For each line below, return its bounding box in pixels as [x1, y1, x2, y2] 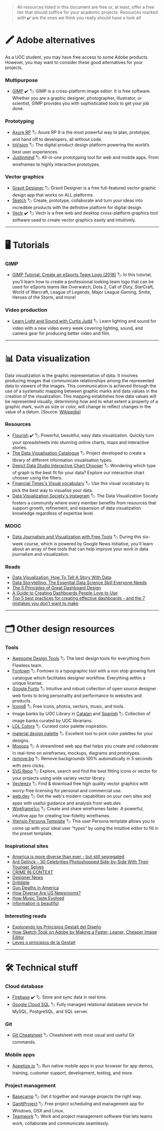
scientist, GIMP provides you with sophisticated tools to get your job [12, 100, 149, 107]
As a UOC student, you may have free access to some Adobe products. [5, 54, 149, 60]
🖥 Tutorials [5, 239, 50, 251]
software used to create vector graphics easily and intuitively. [12, 217, 136, 223]
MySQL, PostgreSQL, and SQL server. [12, 1009, 88, 1014]
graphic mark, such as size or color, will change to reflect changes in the [5, 403, 151, 410]
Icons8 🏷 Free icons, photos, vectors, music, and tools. [12, 703, 124, 709]
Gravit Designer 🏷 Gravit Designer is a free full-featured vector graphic [12, 185, 157, 191]
